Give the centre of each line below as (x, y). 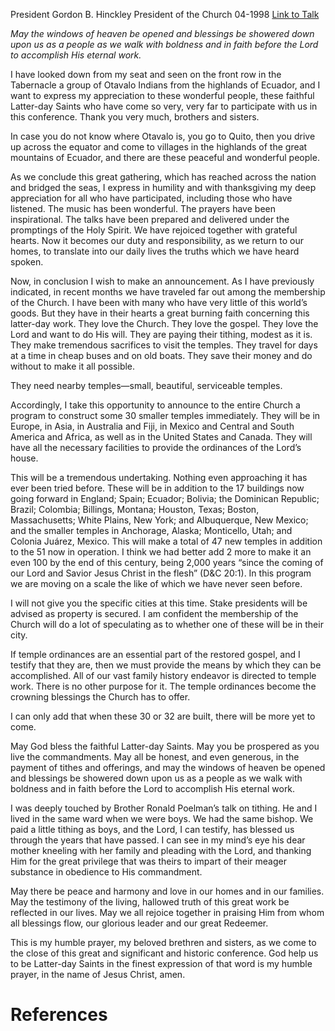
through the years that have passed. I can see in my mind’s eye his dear (158, 840)
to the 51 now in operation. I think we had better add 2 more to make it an (161, 552)
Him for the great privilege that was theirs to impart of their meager (148, 861)
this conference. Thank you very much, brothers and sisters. (135, 117)
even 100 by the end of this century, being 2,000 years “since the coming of (167, 562)
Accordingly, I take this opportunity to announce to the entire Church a (155, 405)
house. (24, 458)
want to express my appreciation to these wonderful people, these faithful (162, 95)
